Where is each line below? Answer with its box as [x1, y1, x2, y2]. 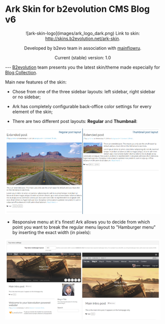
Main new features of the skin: [5, 79, 67, 85]
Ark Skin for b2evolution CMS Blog [5, 3, 150, 15]
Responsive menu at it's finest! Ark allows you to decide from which [12, 219, 150, 225]
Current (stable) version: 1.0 [54, 54, 111, 60]
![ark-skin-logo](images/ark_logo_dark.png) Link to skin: [25, 30, 140, 36]
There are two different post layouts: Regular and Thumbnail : [12, 118, 138, 124]
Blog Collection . [5, 69, 37, 75]
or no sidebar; [12, 94, 41, 100]
